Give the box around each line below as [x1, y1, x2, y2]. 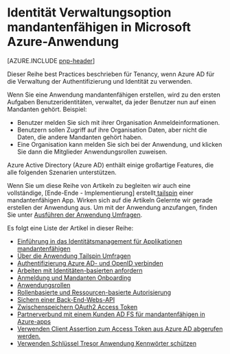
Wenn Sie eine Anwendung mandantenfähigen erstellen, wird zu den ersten [7, 91, 221, 99]
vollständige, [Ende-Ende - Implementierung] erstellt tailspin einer [7, 189, 194, 197]
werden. [16, 331, 41, 340]
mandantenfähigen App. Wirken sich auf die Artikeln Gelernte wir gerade [7, 196, 213, 204]
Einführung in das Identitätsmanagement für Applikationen [16, 237, 183, 245]
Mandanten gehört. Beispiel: [7, 105, 87, 113]
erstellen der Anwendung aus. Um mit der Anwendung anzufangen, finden [7, 203, 218, 211]
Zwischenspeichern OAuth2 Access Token [16, 303, 138, 311]
